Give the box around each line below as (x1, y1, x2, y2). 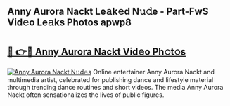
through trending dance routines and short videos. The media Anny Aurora (7, 84, 224, 91)
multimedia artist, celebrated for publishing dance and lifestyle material (7, 76, 214, 84)
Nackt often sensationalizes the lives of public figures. (7, 91, 165, 99)
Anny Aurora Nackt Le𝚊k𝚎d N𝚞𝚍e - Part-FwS (7, 6, 209, 18)
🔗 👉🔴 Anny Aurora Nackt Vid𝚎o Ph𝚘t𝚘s (7, 46, 186, 58)
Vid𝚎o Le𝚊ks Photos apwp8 (7, 17, 132, 29)
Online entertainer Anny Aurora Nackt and (93, 68, 215, 76)
